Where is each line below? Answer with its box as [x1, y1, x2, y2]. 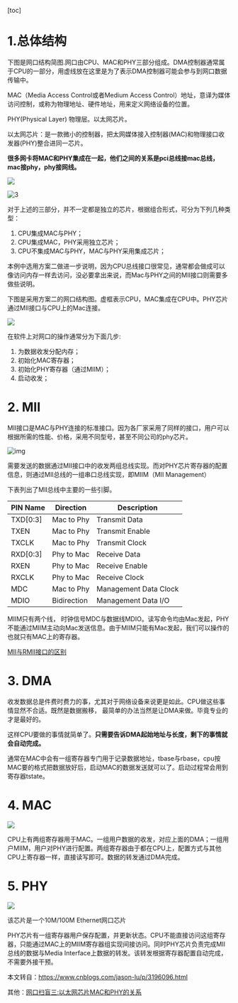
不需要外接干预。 [7, 958, 57, 966]
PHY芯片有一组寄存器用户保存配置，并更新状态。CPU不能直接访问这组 [7, 930, 214, 939]
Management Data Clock [96, 584, 179, 594]
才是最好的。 [7, 714, 45, 724]
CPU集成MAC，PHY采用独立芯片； [17, 237, 120, 246]
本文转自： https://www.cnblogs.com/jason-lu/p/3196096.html [7, 972, 188, 981]
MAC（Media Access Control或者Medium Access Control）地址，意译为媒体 [7, 90, 231, 99]
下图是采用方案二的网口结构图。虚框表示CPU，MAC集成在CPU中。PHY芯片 [7, 294, 229, 303]
